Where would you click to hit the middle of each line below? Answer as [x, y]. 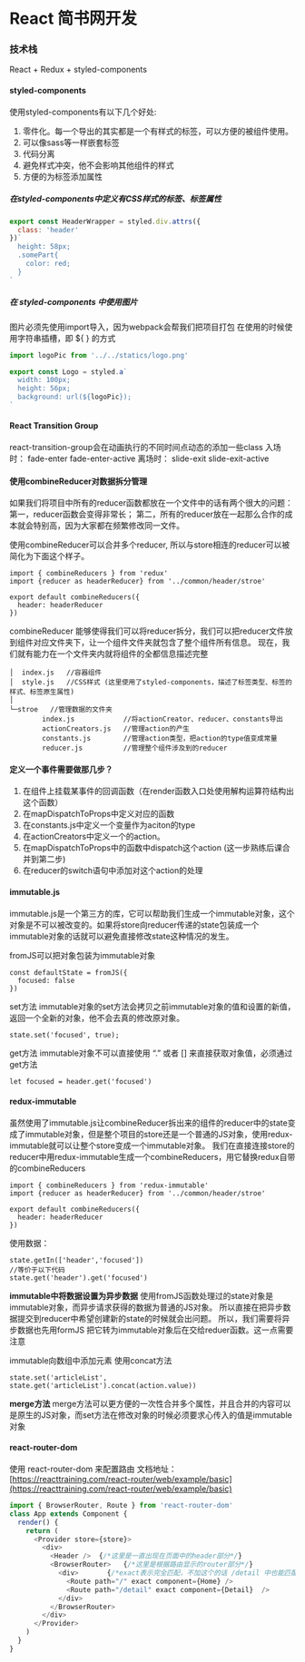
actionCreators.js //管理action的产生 [116, 729]
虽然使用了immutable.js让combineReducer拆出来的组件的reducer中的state [148, 1123]
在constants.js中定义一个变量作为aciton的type [109, 825]
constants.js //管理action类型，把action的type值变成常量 [160, 739]
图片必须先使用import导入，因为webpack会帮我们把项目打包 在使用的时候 [147, 327]
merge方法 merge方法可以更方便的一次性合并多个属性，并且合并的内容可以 [150, 1403]
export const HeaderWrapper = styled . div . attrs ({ [105, 221]
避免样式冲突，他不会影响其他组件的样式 [98, 165]
